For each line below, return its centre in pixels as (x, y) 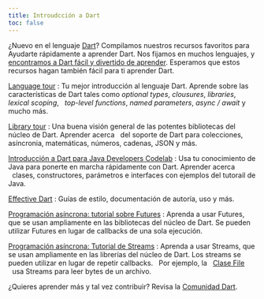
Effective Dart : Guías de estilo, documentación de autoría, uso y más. (121, 199)
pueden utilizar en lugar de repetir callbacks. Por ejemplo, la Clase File (126, 263)
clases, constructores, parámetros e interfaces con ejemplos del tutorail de (134, 175)
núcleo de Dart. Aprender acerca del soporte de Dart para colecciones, (126, 134)
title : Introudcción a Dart (54, 15)
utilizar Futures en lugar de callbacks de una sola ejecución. (106, 230)
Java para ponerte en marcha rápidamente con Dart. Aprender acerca (122, 166)
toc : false (26, 23)
